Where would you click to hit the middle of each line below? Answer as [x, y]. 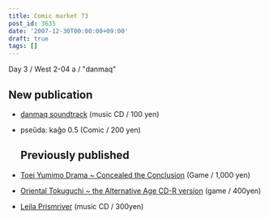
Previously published [75, 155]
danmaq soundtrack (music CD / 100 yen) [90, 114]
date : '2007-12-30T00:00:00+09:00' [68, 31]
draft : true [28, 39]
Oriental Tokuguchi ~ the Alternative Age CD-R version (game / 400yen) [141, 191]
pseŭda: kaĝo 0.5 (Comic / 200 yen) [81, 130]
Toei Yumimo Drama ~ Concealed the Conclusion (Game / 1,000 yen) [135, 174]
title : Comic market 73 [49, 16]
